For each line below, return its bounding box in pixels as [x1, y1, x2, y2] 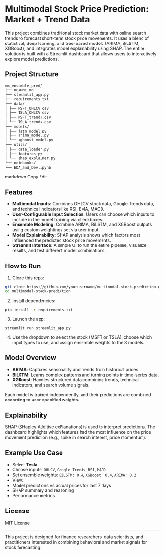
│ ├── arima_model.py [5, 133, 49, 138]
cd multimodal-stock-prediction [5, 289, 71, 294]
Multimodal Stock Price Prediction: [5, 3, 149, 15]
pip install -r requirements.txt [5, 307, 73, 312]
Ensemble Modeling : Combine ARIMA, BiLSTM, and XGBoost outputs [12, 222, 152, 228]
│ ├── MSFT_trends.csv [5, 115, 51, 120]
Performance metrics [12, 492, 55, 498]
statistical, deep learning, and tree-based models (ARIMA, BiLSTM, [5, 40, 140, 46]
